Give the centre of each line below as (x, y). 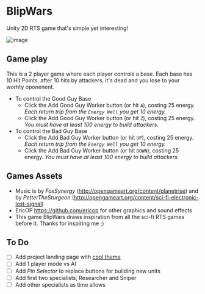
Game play (27, 59)
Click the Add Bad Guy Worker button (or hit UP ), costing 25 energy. (109, 137)
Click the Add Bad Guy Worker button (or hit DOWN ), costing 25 (102, 150)
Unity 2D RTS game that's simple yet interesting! (67, 28)
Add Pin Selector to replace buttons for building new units (88, 271)
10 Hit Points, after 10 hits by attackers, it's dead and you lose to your (93, 80)
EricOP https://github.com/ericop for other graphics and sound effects (103, 210)
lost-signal (28, 204)
